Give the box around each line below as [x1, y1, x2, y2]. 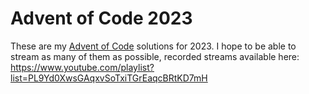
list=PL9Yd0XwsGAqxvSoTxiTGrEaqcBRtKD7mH [10, 72, 208, 84]
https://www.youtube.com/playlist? [10, 61, 155, 73]
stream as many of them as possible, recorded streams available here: [10, 50, 300, 62]
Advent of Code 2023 [10, 7, 193, 30]
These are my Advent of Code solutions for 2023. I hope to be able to [10, 40, 297, 52]
